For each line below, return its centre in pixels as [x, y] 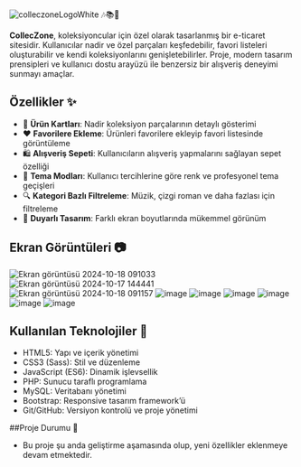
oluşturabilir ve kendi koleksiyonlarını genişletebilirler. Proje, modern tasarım [151, 55]
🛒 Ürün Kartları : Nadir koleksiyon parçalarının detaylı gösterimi [139, 124]
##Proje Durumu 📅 [44, 428]
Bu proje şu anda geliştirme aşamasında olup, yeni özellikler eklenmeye [155, 445]
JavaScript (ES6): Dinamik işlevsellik [90, 372]
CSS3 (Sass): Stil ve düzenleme [81, 362]
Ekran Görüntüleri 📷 [68, 248]
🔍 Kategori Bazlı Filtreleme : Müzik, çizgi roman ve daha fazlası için [149, 195]
